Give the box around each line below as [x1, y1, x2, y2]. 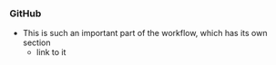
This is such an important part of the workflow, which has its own [22, 28, 268, 39]
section [22, 37, 51, 48]
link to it [36, 47, 66, 58]
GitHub [9, 7, 42, 20]
